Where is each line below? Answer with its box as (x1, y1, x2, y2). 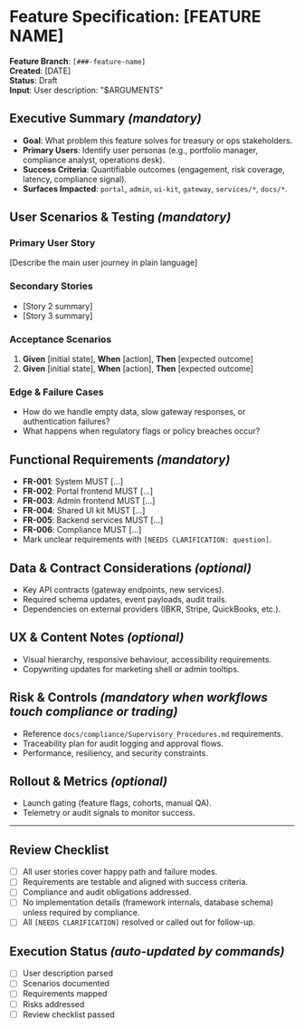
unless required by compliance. (22, 907, 140, 918)
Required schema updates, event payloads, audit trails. (22, 593, 228, 604)
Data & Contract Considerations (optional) (9, 560, 252, 575)
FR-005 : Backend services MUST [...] (22, 514, 164, 525)
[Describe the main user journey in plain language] (9, 257, 198, 269)
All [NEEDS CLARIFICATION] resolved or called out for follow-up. (22, 916, 256, 927)
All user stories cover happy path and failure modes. (22, 867, 218, 877)
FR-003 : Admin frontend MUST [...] (22, 495, 156, 506)
